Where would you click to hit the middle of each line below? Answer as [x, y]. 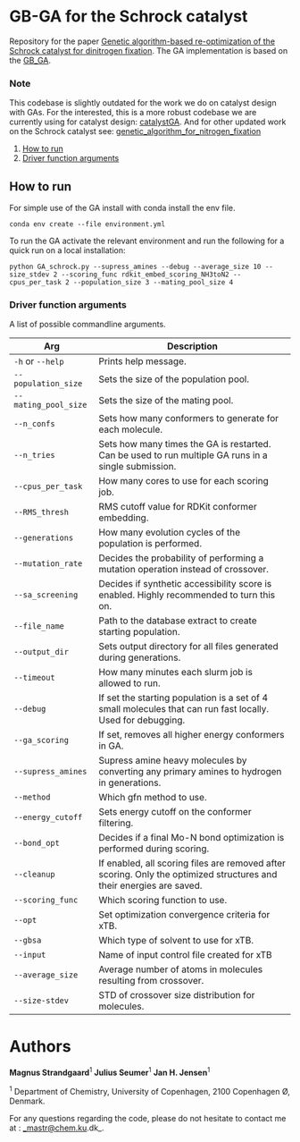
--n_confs [34, 424]
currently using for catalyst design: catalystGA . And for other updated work [148, 122]
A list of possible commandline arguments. [88, 325]
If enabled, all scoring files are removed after [192, 863]
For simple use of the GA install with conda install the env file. [122, 208]
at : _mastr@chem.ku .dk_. [57, 1128]
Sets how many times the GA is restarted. [184, 444]
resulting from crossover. [151, 981]
